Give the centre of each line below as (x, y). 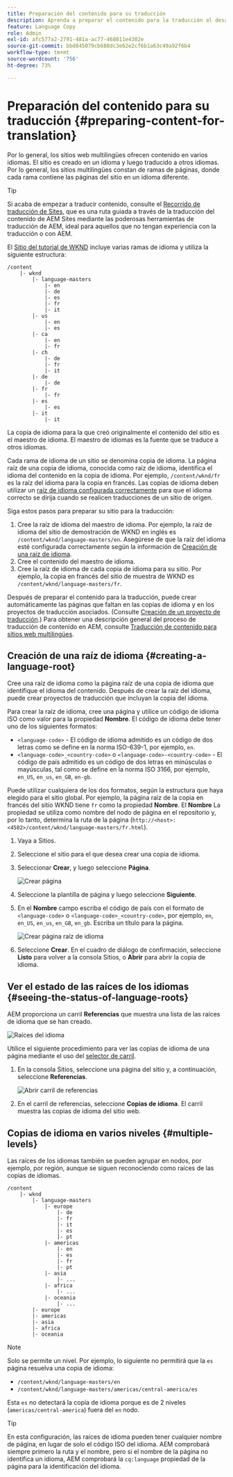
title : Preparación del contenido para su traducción (87, 14)
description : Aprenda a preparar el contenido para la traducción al (110, 20)
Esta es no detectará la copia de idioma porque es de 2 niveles (96, 1402)
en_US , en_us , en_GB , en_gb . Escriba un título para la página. (100, 923)
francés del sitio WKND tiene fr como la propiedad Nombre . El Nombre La (114, 805)
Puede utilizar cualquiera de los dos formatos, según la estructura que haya (115, 790)
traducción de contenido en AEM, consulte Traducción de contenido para (112, 626)
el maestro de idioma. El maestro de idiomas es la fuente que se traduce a (113, 440)
